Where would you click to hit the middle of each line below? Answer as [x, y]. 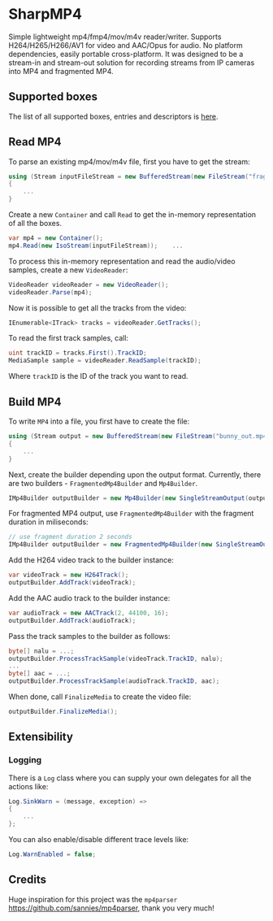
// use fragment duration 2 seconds [70, 537]
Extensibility [41, 737]
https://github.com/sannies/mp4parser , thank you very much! [112, 908]
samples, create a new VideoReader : [68, 270]
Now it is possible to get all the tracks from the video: [97, 308]
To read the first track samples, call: [68, 338]
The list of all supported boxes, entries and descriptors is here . [113, 116]
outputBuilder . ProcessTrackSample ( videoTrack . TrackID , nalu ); [116, 658]
